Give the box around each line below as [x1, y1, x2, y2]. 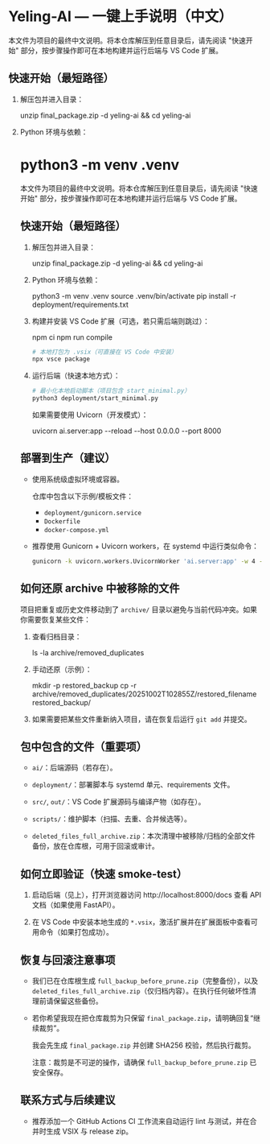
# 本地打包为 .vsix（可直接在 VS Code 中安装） [31, 348, 178, 356]
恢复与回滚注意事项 [19, 953, 116, 967]
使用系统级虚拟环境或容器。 [31, 474, 125, 484]
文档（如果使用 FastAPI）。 [31, 900, 120, 910]
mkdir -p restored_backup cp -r [31, 680, 137, 690]
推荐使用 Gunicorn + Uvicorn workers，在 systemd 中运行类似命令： [31, 541, 260, 551]
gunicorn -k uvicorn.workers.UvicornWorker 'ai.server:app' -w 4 [31, 557, 256, 565]
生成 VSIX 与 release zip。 [46, 1126, 133, 1136]
